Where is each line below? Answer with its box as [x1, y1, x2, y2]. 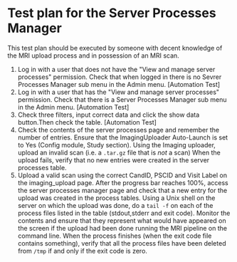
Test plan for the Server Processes [7, 5, 216, 21]
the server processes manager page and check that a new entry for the [17, 186, 228, 194]
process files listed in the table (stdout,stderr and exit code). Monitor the [17, 209, 231, 217]
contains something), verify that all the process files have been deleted [17, 239, 226, 247]
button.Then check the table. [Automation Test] [17, 117, 157, 126]
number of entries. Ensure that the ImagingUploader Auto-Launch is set [17, 133, 228, 142]
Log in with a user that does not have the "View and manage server [17, 65, 216, 73]
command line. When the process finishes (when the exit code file [17, 231, 212, 240]
